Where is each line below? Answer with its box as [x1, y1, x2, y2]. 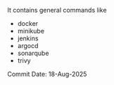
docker [17, 20, 39, 27]
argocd [17, 42, 39, 49]
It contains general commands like [7, 6, 107, 14]
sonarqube [17, 49, 49, 57]
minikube [17, 27, 44, 35]
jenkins [17, 34, 39, 42]
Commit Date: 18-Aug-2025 [7, 70, 87, 78]
